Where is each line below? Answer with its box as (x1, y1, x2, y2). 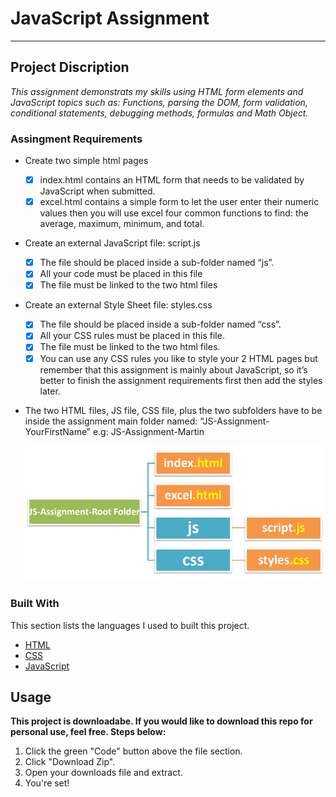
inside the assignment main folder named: (24, 415, 198, 427)
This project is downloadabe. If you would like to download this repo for (10, 715, 313, 727)
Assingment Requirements (10, 132, 143, 146)
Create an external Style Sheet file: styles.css (24, 299, 213, 311)
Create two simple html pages (24, 155, 149, 167)
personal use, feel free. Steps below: (10, 726, 167, 738)
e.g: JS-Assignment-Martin (92, 425, 205, 437)
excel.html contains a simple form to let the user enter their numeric (39, 196, 320, 208)
